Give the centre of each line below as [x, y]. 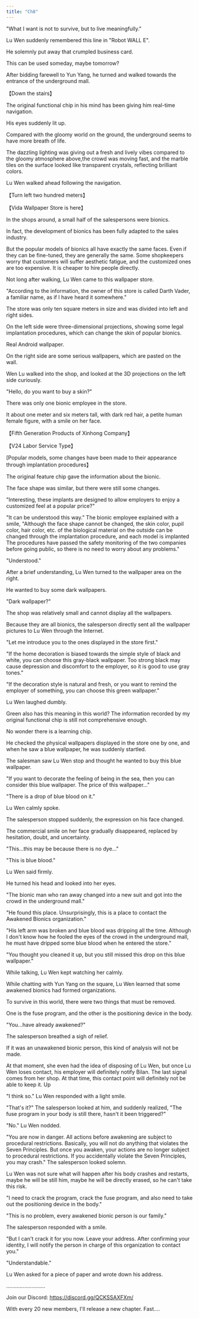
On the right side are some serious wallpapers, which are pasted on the [94, 356]
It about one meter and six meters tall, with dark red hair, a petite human [94, 414]
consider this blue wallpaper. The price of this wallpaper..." [78, 784]
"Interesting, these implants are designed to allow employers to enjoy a [93, 499]
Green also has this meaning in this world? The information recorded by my [98, 713]
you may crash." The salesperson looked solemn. [66, 1162]
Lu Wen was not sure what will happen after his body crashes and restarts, [97, 1174]
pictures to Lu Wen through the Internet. [55, 630]
